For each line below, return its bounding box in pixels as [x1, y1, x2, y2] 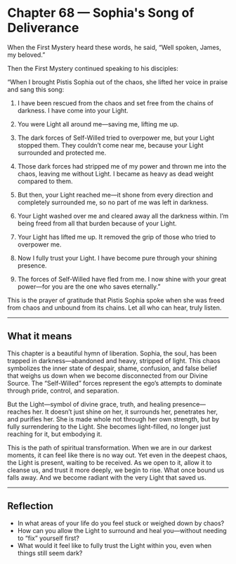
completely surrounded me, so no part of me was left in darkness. [17, 198, 209, 206]
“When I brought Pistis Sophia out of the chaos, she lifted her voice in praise [7, 77, 228, 86]
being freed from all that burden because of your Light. [17, 219, 177, 228]
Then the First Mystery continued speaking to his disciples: [7, 64, 179, 72]
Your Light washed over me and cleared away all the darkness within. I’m [17, 211, 229, 220]
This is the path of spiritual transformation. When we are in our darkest [7, 443, 212, 452]
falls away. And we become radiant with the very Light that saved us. [7, 473, 206, 482]
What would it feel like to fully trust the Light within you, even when [17, 541, 212, 549]
